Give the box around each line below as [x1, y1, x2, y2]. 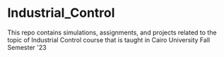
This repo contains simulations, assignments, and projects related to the [7, 28, 217, 37]
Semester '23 [7, 43, 47, 51]
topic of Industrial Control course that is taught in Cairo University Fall [7, 35, 211, 44]
